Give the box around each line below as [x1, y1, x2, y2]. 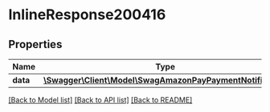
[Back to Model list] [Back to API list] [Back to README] [8, 95, 193, 105]
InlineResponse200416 [8, 6, 166, 24]
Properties [8, 38, 63, 51]
